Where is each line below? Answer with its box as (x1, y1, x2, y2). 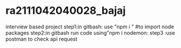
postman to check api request (5, 35, 78, 42)
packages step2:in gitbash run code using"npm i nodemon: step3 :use (5, 29, 175, 36)
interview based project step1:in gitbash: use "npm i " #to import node (5, 23, 175, 30)
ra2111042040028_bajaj (5, 4, 126, 17)
